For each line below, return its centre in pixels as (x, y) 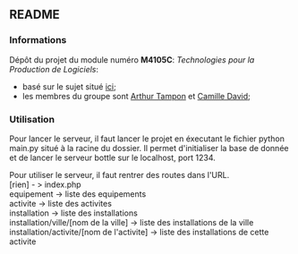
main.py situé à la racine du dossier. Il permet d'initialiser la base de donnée (149, 148)
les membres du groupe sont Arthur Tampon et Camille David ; (136, 96)
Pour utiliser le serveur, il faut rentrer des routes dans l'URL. (119, 174)
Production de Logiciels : (54, 69)
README (34, 15)
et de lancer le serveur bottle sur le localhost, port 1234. (113, 157)
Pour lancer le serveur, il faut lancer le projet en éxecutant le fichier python (147, 139)
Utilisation (32, 119)
